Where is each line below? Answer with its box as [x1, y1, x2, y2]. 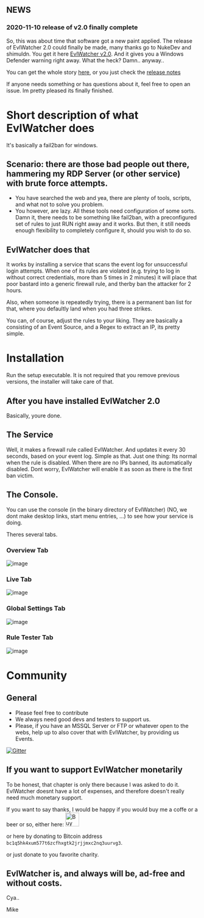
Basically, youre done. [6, 412, 62, 419]
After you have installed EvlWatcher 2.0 [6, 395, 160, 406]
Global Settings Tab [6, 604, 66, 613]
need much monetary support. [6, 794, 83, 801]
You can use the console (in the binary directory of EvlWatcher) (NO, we [6, 505, 188, 513]
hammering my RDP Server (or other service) [6, 169, 181, 179]
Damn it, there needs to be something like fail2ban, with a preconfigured [15, 214, 197, 221]
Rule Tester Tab [6, 633, 54, 642]
